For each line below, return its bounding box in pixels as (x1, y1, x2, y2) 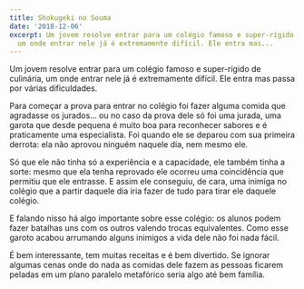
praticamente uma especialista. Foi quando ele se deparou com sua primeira (9, 129, 296, 141)
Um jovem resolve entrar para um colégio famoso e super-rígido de (9, 64, 261, 75)
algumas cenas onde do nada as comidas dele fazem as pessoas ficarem (9, 260, 284, 271)
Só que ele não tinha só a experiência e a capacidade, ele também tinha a (9, 156, 286, 168)
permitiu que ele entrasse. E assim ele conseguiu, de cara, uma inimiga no (9, 176, 288, 187)
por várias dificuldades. (9, 83, 98, 94)
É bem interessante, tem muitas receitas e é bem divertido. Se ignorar (9, 250, 270, 261)
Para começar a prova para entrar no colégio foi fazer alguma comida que (9, 101, 286, 112)
